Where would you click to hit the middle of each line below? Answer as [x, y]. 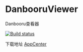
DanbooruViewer [42, 9]
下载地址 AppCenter [26, 44]
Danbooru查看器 [22, 23]
